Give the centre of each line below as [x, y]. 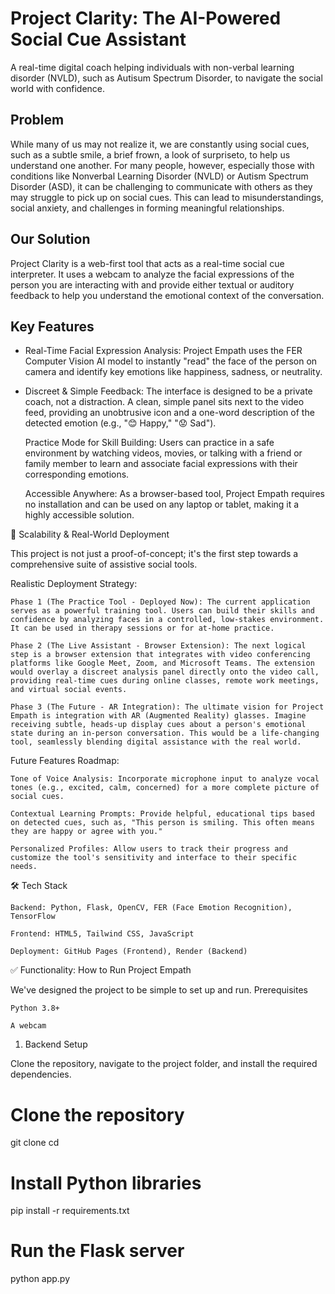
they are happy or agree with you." [86, 832]
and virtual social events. [69, 690]
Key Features [52, 326]
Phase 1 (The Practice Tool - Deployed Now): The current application [160, 602]
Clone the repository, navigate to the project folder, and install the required [164, 1064]
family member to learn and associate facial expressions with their [161, 464]
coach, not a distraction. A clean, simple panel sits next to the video [164, 402]
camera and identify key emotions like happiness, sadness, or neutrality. [173, 372]
